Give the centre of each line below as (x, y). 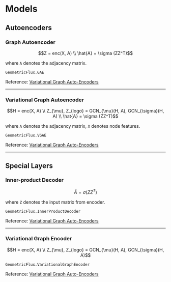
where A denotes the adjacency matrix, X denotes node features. (73, 126)
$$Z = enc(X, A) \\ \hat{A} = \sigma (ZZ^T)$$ (85, 53)
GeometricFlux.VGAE (26, 135)
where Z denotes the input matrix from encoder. (55, 202)
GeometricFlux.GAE (25, 72)
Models (21, 9)
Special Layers (29, 166)
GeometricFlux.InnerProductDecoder (43, 211)
